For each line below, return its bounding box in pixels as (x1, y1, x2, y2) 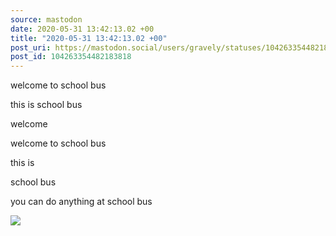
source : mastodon (10, 14, 83, 25)
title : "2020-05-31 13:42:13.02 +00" (10, 33, 168, 43)
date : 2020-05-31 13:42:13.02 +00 (10, 24, 155, 34)
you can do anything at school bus (10, 196, 153, 208)
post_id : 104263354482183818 (10, 52, 132, 62)
